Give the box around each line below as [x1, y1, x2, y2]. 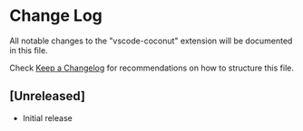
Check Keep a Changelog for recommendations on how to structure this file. [9, 62, 295, 73]
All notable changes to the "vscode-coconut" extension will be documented [9, 35, 293, 46]
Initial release [22, 112, 73, 123]
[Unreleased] [9, 89, 86, 104]
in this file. [9, 44, 48, 55]
